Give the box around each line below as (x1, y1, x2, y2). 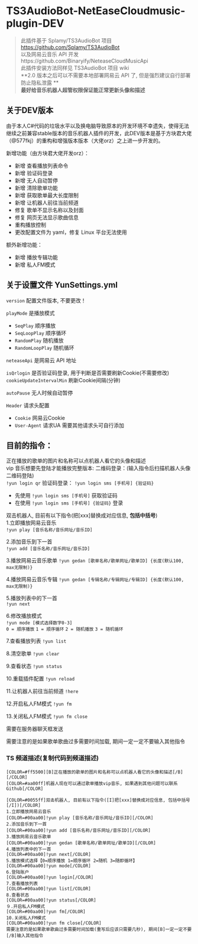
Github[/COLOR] (6, 786, 44, 792)
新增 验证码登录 (14, 170, 53, 177)
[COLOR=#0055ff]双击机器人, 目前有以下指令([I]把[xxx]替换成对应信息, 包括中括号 (6, 797, 190, 803)
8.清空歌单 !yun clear (6, 650, 60, 657)
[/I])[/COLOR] (6, 802, 41, 808)
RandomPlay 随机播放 (14, 337, 64, 344)
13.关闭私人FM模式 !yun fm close (6, 713, 87, 720)
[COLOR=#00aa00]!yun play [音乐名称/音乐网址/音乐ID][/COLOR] (6, 815, 154, 821)
